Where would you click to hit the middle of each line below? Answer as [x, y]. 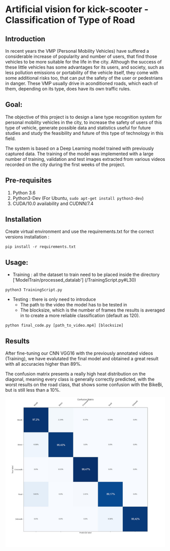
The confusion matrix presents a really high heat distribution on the [76, 374]
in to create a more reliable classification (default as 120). [80, 316]
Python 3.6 [24, 193]
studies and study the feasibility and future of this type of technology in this [84, 133]
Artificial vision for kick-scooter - [77, 9]
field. [11, 139]
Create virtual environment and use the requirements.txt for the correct [79, 231]
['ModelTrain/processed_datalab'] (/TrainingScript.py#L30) [74, 280]
